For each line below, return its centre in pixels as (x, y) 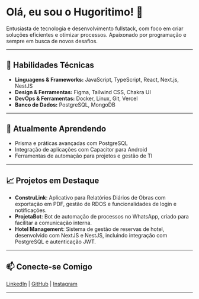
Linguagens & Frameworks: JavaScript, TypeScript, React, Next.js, (97, 79)
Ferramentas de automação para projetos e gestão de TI (84, 156)
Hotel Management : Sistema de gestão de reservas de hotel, (89, 229)
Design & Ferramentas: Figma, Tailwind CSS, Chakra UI (83, 92)
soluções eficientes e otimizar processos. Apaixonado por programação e (96, 34)
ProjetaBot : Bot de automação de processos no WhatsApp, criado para (102, 217)
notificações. (31, 210)
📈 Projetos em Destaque (53, 180)
